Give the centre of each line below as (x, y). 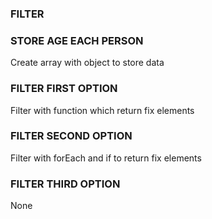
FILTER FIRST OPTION (64, 89)
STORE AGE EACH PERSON (77, 40)
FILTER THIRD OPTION (65, 184)
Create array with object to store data (87, 63)
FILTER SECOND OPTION (71, 136)
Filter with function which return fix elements (102, 110)
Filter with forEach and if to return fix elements (106, 158)
